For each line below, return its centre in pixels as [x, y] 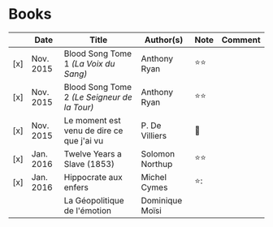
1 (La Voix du [89, 63]
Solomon [158, 153]
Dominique [162, 200]
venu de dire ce [93, 131]
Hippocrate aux [93, 177]
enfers [76, 187]
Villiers [154, 135]
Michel [154, 177]
